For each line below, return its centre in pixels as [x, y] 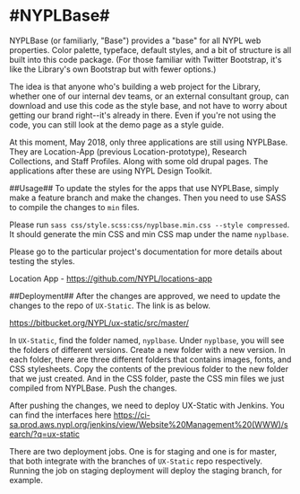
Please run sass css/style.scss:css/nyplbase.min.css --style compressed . [150, 225]
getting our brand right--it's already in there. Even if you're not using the [143, 115]
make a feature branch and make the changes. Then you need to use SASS [148, 198]
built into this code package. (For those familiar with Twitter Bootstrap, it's [146, 59]
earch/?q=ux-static [45, 434]
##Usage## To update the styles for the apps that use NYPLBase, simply [144, 188]
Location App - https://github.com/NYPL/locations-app [111, 278]
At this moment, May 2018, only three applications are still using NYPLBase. [149, 142]
